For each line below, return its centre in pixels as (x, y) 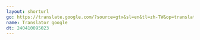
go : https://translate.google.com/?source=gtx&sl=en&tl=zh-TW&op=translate (102, 17)
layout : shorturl (28, 11)
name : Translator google (37, 22)
